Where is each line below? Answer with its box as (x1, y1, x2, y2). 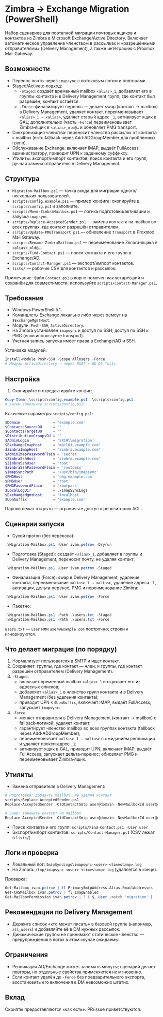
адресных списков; (19, 684, 60, 690)
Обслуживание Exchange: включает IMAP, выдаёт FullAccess (12, 145, 139, 151)
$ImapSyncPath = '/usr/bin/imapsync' (5, 470, 98, 475)
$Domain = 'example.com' (5, 420, 86, 425)
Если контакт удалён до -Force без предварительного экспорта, (12, 974, 146, 980)
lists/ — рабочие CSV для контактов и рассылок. (12, 265, 116, 271)
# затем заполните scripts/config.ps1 (5, 402, 83, 406)
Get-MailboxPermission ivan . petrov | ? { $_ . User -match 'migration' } (5, 895, 153, 900)
